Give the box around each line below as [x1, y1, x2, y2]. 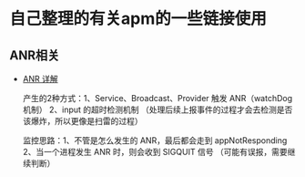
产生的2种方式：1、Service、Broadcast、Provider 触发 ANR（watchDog [22, 93, 293, 103]
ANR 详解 [22, 74, 58, 84]
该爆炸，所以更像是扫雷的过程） [22, 116, 143, 126]
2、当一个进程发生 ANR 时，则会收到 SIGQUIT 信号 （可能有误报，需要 [22, 147, 289, 157]
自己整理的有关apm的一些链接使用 [9, 8, 267, 29]
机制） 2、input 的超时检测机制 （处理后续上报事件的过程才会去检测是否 [22, 104, 293, 115]
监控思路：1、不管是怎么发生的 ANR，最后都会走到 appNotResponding [22, 135, 288, 146]
